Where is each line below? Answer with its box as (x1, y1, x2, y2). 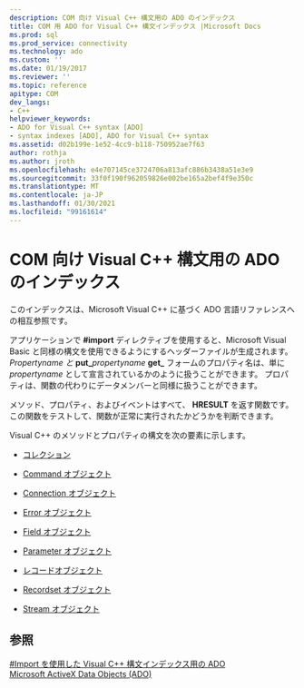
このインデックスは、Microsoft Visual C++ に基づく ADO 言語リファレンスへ (9, 303, 295, 314)
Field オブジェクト (22, 526, 92, 536)
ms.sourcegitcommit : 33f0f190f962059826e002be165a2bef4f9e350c (9, 173, 254, 182)
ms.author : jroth (9, 156, 75, 166)
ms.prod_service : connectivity (9, 38, 128, 48)
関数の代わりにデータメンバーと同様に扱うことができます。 (40, 379, 263, 390)
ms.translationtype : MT (9, 182, 100, 192)
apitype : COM (9, 89, 59, 98)
